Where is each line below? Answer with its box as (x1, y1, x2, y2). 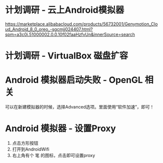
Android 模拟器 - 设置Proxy (5, 123, 116, 134)
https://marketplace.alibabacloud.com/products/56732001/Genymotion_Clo (5, 21, 158, 27)
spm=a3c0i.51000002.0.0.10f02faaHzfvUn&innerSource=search (5, 31, 135, 37)
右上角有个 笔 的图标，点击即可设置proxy (12, 153, 95, 158)
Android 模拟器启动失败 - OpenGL (5, 75, 143, 86)
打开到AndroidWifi (12, 146, 50, 152)
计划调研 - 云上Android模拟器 (5, 4, 124, 16)
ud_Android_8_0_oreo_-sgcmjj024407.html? (5, 26, 93, 32)
